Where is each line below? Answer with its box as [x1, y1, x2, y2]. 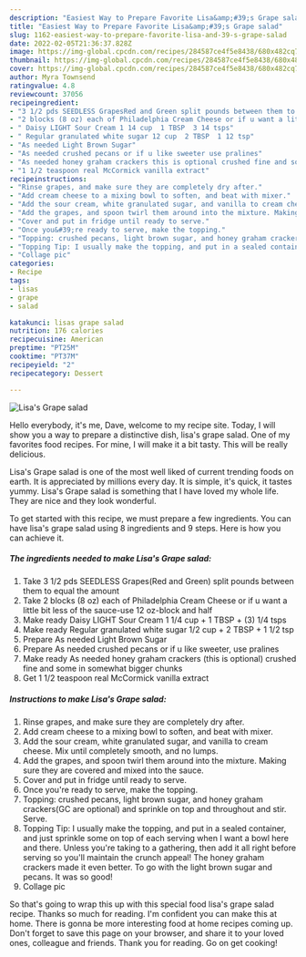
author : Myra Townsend [9, 73, 96, 82]
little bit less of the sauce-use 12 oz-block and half [22, 605, 213, 616]
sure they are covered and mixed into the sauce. [22, 765, 205, 776]
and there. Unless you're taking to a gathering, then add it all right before [22, 842, 297, 853]
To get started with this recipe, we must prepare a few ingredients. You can [9, 512, 291, 524]
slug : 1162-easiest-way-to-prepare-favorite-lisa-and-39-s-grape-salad [9, 30, 287, 39]
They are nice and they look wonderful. [9, 495, 157, 506]
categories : [9, 259, 55, 269]
